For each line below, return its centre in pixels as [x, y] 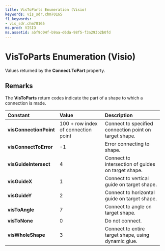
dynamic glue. [121, 241]
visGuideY [20, 195]
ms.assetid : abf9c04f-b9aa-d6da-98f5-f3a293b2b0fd [58, 32]
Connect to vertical [127, 178]
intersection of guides [130, 164]
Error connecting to [127, 144]
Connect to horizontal [130, 192]
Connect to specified [129, 124]
